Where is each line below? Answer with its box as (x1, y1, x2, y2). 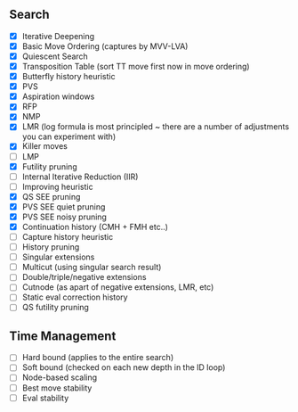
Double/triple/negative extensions (21, 272, 147, 283)
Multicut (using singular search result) (21, 262, 162, 273)
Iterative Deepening (21, 30, 95, 41)
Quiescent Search (21, 51, 89, 62)
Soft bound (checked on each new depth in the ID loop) (21, 362, 226, 373)
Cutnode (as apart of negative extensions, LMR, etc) (21, 282, 214, 293)
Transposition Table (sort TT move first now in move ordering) (21, 62, 251, 71)
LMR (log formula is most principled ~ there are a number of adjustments (21, 121, 290, 132)
